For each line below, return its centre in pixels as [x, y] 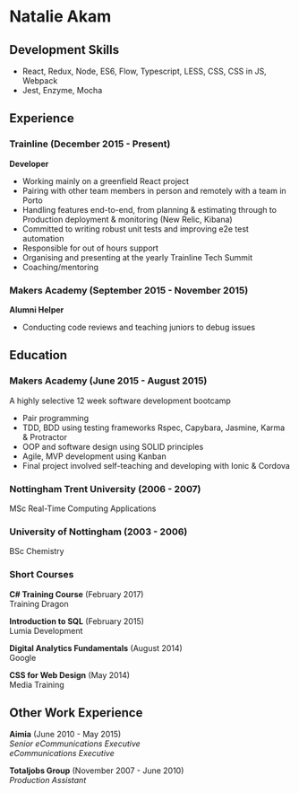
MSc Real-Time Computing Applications [83, 508]
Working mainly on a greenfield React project [106, 181]
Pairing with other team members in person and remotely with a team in [154, 190]
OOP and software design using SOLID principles [113, 446]
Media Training [37, 684]
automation [43, 238]
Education [38, 355]
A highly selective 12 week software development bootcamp [120, 401]
